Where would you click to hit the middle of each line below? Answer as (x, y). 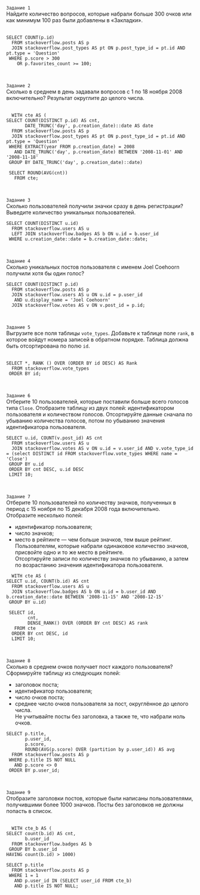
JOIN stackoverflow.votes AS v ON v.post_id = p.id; (79, 305)
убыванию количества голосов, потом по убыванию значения (86, 421)
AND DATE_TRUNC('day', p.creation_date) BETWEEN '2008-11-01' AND (99, 152)
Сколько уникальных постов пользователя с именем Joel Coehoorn (93, 267)
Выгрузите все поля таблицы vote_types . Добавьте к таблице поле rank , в (100, 333)
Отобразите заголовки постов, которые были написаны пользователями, (100, 798)
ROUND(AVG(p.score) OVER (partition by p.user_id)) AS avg (100, 750)
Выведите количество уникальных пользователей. (71, 212)
